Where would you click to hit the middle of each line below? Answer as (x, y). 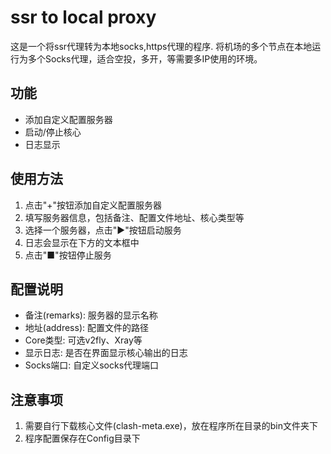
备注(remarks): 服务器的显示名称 (91, 315)
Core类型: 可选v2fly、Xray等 (83, 340)
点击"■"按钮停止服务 (68, 255)
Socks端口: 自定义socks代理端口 (92, 365)
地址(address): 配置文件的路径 (86, 328)
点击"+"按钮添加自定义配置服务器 (93, 205)
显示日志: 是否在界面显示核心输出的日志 (106, 353)
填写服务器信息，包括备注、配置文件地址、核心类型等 (134, 217)
